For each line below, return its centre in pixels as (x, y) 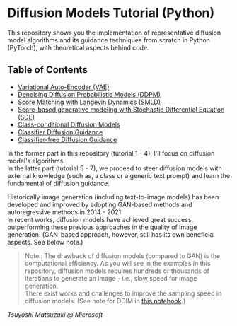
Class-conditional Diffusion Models (69, 124)
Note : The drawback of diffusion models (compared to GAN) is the (122, 255)
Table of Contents (48, 70)
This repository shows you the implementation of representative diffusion (114, 33)
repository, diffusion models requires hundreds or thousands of (117, 271)
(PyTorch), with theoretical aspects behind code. (78, 47)
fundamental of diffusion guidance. (58, 183)
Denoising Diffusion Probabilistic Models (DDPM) (89, 94)
